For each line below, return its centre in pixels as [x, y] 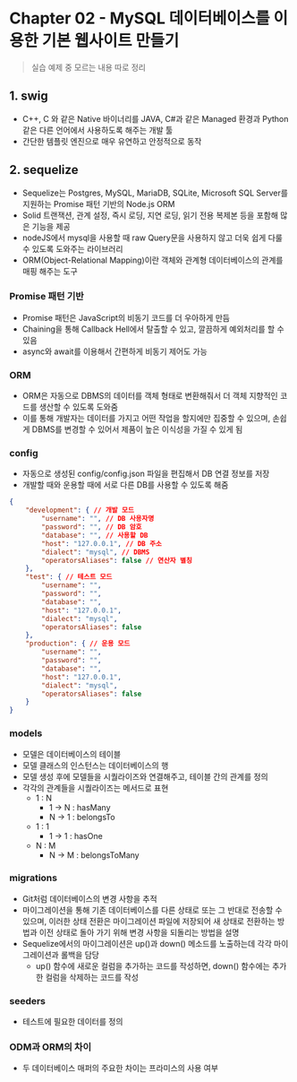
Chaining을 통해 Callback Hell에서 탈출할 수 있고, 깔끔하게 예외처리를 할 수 [153, 329]
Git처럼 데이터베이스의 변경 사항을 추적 [90, 898]
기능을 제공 [51, 226]
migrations [34, 878]
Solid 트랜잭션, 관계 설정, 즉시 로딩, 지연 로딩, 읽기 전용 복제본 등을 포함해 [150, 215]
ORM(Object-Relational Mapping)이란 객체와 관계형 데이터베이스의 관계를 [153, 260]
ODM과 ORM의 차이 [51, 1047]
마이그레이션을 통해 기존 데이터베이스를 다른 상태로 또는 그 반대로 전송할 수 [153, 910]
